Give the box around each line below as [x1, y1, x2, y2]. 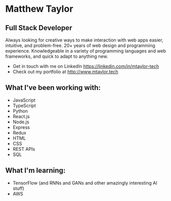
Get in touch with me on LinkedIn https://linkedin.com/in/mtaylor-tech [12, 63, 159, 69]
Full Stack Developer [5, 24, 72, 32]
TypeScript [12, 102, 36, 108]
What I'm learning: [5, 166, 66, 175]
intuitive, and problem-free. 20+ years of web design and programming [5, 42, 156, 49]
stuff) [12, 185, 25, 191]
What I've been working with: [5, 83, 101, 92]
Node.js [12, 119, 30, 125]
